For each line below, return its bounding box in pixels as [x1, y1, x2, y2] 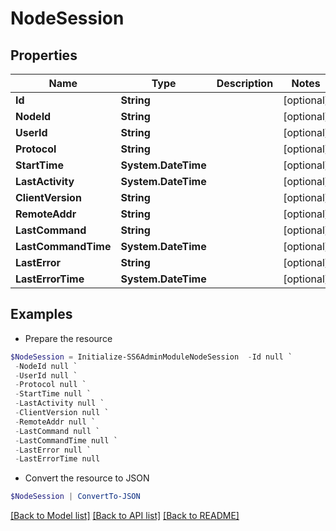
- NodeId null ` [14, 361, 78, 371]
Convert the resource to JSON [24, 472, 150, 484]
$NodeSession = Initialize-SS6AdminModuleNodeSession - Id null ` [10, 352, 293, 362]
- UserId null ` [14, 370, 78, 381]
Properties [10, 47, 78, 64]
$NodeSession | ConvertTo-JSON [10, 492, 141, 502]
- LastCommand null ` [14, 426, 101, 436]
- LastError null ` [14, 445, 92, 455]
